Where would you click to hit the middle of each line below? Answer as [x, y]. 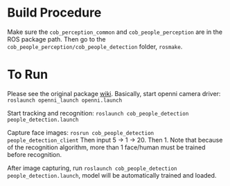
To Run [28, 75]
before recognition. [35, 154]
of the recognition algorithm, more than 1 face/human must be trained [106, 147]
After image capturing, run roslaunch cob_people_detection [92, 168]
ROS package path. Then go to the [56, 39]
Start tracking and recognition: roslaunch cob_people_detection [98, 113]
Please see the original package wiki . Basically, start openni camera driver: [114, 93]
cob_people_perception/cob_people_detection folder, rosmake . [95, 46]
